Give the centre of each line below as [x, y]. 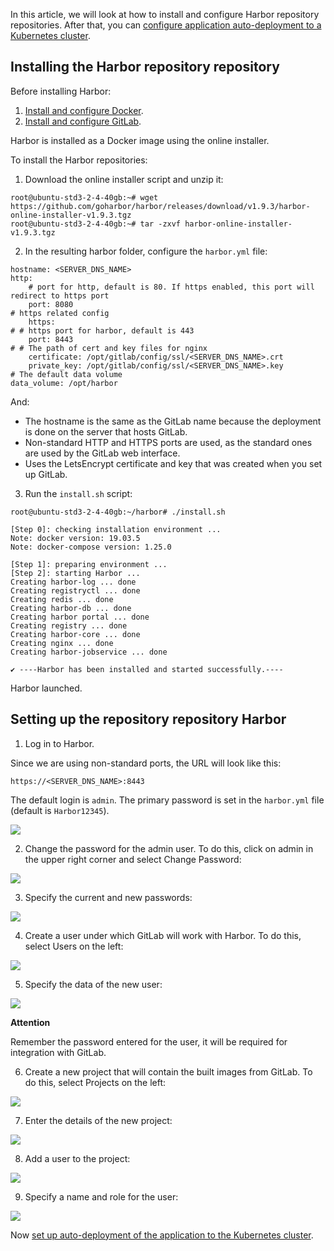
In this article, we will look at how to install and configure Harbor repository [165, 14]
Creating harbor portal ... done [80, 617]
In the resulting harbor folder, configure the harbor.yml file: [146, 251]
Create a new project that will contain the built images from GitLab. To [168, 1071]
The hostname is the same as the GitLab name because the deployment [173, 421]
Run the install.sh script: [78, 493]
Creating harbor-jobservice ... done [89, 652]
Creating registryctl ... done [75, 590]
